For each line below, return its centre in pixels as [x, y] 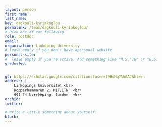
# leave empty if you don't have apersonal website [59, 50]
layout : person [20, 9]
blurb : [12, 117]
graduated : [16, 63]
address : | [16, 81]
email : [12, 41]
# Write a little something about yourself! [51, 112]
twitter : [14, 104]
